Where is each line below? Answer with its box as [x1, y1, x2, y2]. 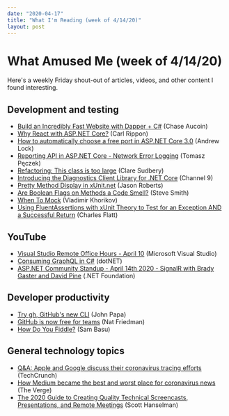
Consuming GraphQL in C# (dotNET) [17, 257, 123, 265]
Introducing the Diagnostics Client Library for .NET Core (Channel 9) [17, 174, 214, 182]
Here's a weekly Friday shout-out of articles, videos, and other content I [7, 76, 214, 84]
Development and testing [7, 104, 120, 115]
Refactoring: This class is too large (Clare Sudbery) [17, 166, 164, 175]
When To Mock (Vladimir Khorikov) [17, 196, 118, 205]
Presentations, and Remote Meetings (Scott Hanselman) [17, 401, 179, 409]
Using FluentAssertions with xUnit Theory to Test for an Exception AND [17, 203, 222, 212]
